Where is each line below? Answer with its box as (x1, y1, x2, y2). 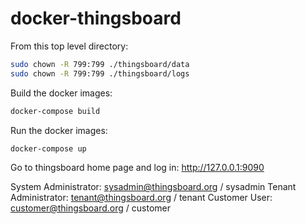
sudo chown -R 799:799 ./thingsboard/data (10, 59, 190, 69)
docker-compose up (10, 143, 87, 154)
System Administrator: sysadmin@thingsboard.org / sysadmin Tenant (10, 181, 297, 193)
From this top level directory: (10, 40, 129, 52)
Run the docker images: (10, 124, 108, 136)
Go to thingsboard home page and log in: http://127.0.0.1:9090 (10, 162, 265, 174)
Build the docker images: (10, 87, 113, 99)
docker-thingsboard (10, 7, 182, 30)
